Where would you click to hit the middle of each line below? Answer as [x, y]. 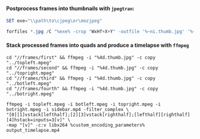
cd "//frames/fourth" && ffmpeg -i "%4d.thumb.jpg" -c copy [82, 89]
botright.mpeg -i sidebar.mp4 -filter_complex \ [68, 110]
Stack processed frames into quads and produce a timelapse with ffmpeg [98, 45]
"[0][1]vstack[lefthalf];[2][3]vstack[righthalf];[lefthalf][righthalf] [98, 115]
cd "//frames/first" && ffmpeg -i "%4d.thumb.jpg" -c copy [81, 58]
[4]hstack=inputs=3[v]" [36, 120]
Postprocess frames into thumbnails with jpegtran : [71, 8]
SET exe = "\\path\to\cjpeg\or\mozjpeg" [54, 21]
